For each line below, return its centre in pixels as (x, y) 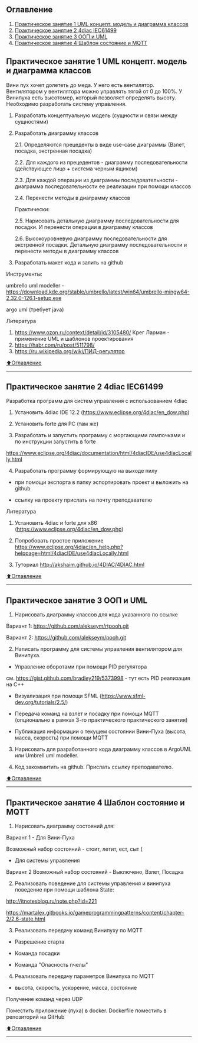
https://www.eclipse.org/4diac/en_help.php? (69, 547)
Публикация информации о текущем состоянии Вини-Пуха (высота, (100, 732)
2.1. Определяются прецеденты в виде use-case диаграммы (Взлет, (100, 144)
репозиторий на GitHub (35, 1017)
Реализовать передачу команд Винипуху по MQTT (78, 931)
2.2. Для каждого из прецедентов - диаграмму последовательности (101, 162)
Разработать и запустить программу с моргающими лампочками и (100, 435)
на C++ (15, 684)
